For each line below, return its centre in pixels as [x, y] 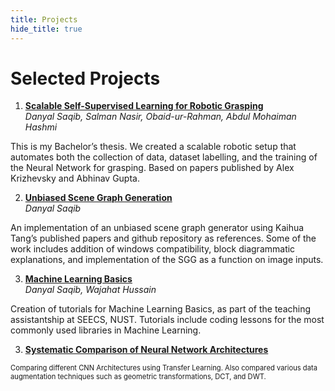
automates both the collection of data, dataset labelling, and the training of [164, 157]
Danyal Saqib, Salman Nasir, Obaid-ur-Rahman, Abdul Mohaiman [160, 117]
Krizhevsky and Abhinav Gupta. [75, 178]
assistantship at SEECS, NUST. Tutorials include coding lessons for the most [167, 320]
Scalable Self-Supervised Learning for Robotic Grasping [144, 106]
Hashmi [41, 127]
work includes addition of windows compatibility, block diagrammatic [153, 249]
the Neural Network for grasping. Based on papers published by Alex [152, 168]
